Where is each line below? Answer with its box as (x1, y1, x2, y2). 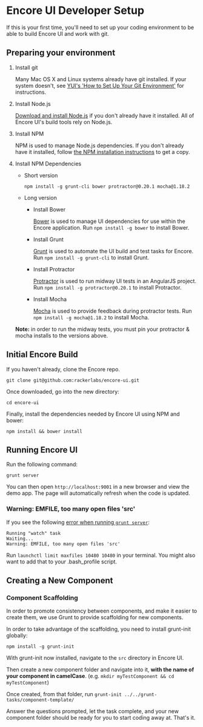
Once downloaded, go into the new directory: (6, 388, 119, 395)
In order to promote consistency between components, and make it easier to (6, 607, 198, 615)
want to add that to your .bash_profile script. (6, 558, 117, 565)
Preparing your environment (6, 48, 116, 58)
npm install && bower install (6, 428, 83, 434)
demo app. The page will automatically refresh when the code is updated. (6, 490, 190, 497)
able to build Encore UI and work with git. (6, 30, 109, 37)
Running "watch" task (6, 530, 61, 536)
